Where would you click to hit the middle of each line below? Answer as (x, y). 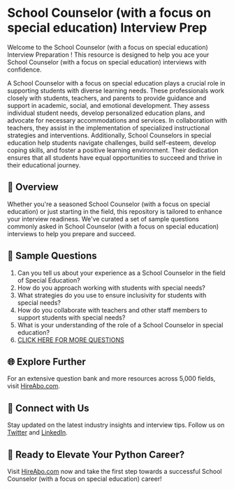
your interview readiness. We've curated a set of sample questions (103, 219)
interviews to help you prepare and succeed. (72, 233)
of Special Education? (49, 280)
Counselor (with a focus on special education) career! (85, 479)
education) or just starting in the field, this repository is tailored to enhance (115, 211)
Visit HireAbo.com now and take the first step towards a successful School (115, 471)
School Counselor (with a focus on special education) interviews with (107, 62)
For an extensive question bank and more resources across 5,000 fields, (111, 379)
